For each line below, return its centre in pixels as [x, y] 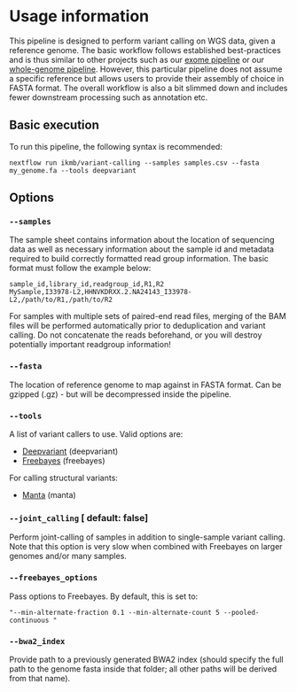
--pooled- [241, 612]
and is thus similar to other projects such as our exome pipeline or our [137, 59]
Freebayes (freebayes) [63, 461]
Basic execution [54, 125]
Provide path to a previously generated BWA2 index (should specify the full [146, 659]
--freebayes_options [54, 578]
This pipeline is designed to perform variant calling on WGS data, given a [143, 41]
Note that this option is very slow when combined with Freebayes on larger [146, 547]
